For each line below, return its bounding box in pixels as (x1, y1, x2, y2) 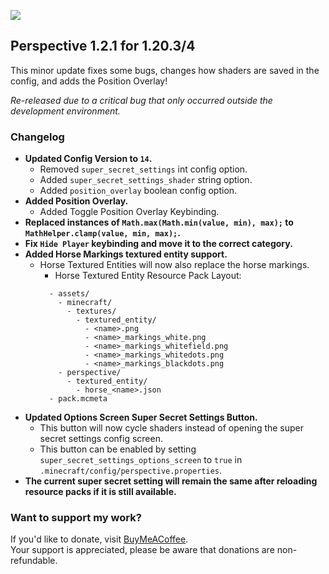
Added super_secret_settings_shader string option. (39, 174, 253, 186)
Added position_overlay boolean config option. (39, 185, 238, 197)
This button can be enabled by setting (39, 443, 197, 455)
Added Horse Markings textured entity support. (24, 248, 228, 260)
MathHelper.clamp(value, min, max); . (24, 227, 181, 239)
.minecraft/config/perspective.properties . (39, 465, 222, 477)
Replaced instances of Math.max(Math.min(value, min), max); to (24, 216, 294, 229)
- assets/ (48, 289, 90, 299)
